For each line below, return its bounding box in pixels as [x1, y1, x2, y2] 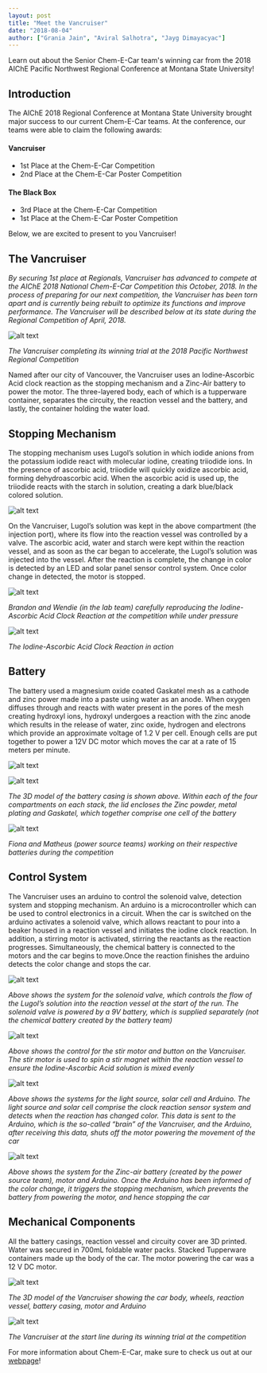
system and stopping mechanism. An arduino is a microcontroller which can [8, 900, 257, 910]
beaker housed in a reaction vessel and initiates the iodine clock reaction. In [8, 925, 257, 935]
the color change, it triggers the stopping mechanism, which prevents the [8, 1184, 249, 1193]
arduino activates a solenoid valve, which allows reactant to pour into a [8, 917, 241, 926]
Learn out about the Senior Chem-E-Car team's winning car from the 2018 [8, 56, 252, 65]
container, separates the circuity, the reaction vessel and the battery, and [8, 395, 248, 405]
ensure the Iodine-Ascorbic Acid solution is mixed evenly [8, 1063, 195, 1072]
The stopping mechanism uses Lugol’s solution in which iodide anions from [8, 448, 254, 458]
